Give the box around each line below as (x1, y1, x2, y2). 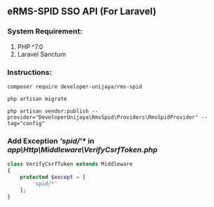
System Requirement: (7, 27, 83, 36)
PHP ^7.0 (17, 42, 43, 51)
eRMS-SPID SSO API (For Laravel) (7, 6, 157, 17)
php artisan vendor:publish (7, 108, 90, 115)
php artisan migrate (7, 95, 68, 102)
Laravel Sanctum (17, 50, 66, 58)
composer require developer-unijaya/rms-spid (7, 83, 142, 90)
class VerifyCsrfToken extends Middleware (7, 161, 133, 168)
